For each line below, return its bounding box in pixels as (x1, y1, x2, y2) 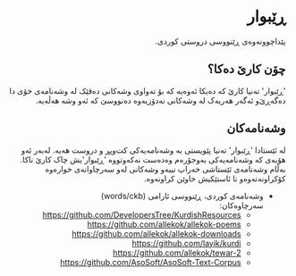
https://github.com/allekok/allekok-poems (87, 219, 241, 230)
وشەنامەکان (226, 121, 286, 136)
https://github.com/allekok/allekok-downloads (72, 228, 241, 238)
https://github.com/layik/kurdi (131, 238, 241, 248)
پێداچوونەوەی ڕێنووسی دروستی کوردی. (155, 36, 286, 46)
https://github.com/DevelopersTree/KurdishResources (42, 209, 241, 220)
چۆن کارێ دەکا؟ (207, 62, 286, 77)
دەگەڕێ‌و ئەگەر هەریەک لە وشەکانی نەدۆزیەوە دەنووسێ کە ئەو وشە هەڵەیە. (35, 95, 286, 105)
